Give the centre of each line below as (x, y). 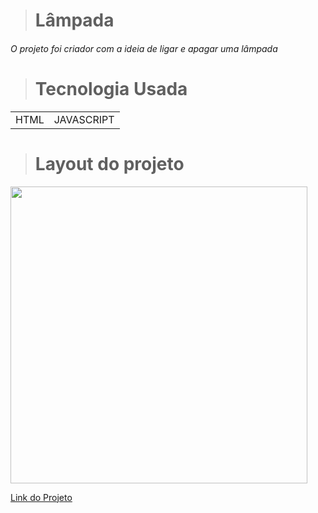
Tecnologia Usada (111, 88)
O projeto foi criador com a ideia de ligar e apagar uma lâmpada (144, 48)
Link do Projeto (41, 497)
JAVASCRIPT (84, 119)
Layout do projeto (109, 163)
